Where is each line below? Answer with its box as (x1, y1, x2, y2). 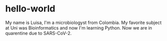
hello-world (5, 3, 56, 14)
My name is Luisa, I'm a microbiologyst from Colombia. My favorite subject (5, 19, 162, 25)
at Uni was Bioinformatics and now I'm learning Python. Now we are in (5, 24, 152, 30)
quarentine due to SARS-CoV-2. (5, 30, 72, 36)
